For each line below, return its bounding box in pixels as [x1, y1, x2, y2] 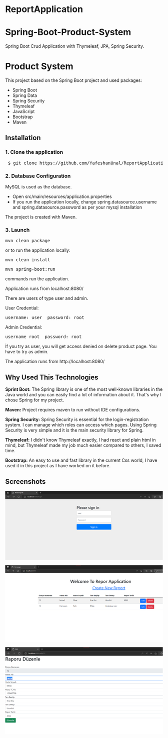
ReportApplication [5, 4, 83, 15]
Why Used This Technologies [5, 373, 98, 381]
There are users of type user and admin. [5, 295, 88, 301]
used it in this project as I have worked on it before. [5, 463, 111, 469]
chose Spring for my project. [5, 397, 64, 403]
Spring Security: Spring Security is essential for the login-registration [5, 416, 149, 423]
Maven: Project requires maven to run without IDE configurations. [5, 407, 140, 413]
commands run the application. [5, 276, 69, 282]
